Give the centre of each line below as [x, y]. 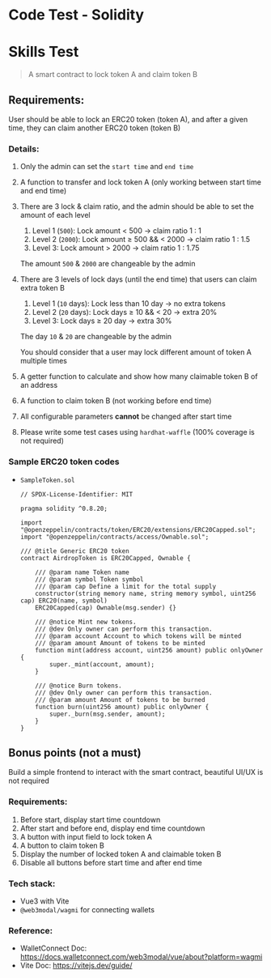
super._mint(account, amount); [102, 664]
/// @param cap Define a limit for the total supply [126, 586]
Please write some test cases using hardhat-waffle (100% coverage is [137, 432]
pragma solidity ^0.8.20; [64, 508]
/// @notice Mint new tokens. [86, 622]
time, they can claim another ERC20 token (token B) [95, 128]
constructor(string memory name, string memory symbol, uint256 [146, 593]
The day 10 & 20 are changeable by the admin [96, 337]
